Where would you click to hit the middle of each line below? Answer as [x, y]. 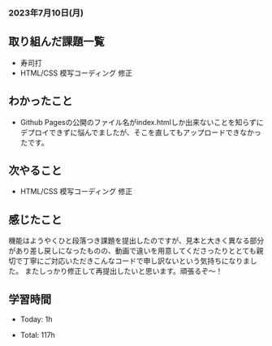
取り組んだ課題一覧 [56, 42]
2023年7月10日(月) [46, 12]
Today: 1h [36, 319]
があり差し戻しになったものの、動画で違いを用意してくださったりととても [133, 251]
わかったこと [41, 101]
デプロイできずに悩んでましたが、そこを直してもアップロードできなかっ [140, 132]
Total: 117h [37, 335]
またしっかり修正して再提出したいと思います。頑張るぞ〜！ [123, 271]
